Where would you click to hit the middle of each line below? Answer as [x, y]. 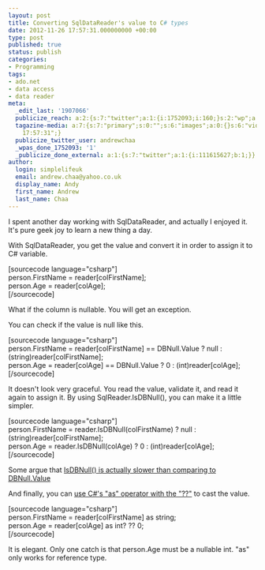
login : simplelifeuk [49, 170]
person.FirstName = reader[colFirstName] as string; [92, 517]
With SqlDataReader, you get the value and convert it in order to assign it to [131, 245]
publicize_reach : [44, 118]
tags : [17, 74]
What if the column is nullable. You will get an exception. [100, 309]
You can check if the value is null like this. [76, 324]
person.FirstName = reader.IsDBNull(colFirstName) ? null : [103, 429]
